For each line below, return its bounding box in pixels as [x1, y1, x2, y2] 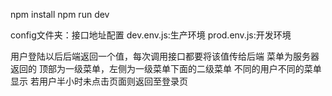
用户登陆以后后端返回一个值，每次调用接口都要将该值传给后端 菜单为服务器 [10, 50, 320, 62]
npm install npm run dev [10, 9, 110, 20]
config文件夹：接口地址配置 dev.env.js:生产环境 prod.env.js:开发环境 [10, 29, 292, 41]
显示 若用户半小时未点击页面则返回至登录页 [10, 75, 188, 87]
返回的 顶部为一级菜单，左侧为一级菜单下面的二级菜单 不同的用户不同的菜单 [10, 63, 322, 74]
